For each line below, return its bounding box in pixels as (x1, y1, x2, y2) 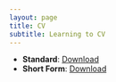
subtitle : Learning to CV (9, 29, 105, 38)
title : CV (9, 21, 46, 30)
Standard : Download (21, 54, 100, 65)
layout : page (9, 12, 58, 22)
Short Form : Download (21, 63, 107, 74)
